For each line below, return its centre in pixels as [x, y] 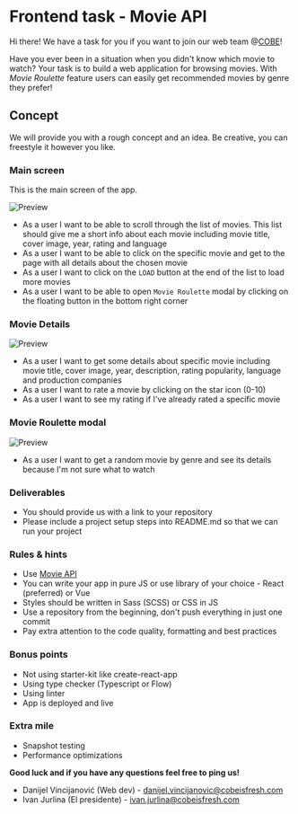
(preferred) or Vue [56, 593]
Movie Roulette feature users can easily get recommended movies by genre [149, 77]
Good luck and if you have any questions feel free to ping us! [124, 772]
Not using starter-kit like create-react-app [100, 674]
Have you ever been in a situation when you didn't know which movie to [142, 58]
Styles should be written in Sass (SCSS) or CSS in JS [120, 603]
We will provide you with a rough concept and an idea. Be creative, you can [149, 137]
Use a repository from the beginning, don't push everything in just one [152, 612]
